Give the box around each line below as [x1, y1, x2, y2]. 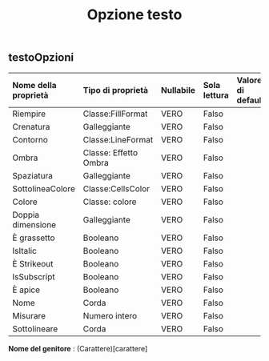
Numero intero [82, 310, 138, 321]
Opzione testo [86, 6, 183, 24]
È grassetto [12, 232, 55, 243]
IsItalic [12, 245, 38, 256]
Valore [236, 74, 263, 86]
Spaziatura [12, 170, 54, 181]
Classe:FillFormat [82, 108, 148, 119]
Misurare [12, 310, 46, 321]
